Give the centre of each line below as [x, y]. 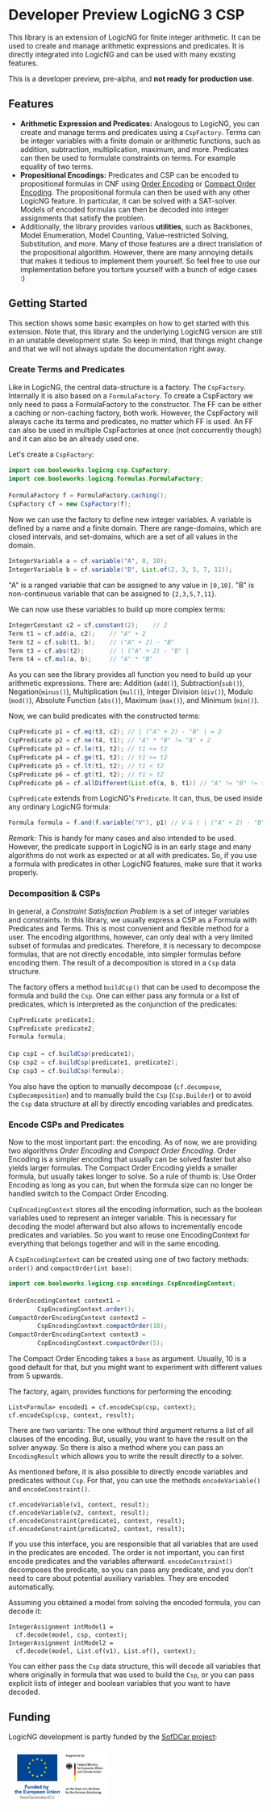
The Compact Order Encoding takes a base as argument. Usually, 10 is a [127, 1359]
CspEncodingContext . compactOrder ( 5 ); [100, 1343]
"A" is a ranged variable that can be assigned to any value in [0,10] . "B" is [131, 585]
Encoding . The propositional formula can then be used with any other [135, 192]
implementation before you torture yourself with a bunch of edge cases [139, 269]
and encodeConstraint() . [49, 1489]
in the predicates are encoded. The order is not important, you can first [126, 1553]
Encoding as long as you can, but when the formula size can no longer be [131, 1185]
